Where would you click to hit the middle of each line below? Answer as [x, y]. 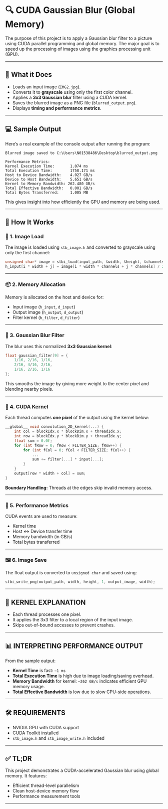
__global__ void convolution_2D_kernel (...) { [54, 427]
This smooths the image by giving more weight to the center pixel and [77, 383]
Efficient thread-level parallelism [46, 785]
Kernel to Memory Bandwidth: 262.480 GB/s [50, 184]
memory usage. [28, 686]
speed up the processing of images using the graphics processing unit [78, 49]
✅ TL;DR [18, 759]
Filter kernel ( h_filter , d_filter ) [46, 317]
